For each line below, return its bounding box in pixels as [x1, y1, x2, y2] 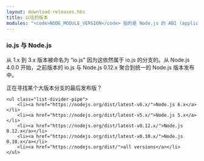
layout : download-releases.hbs [6, 8, 86, 15]
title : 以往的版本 [6, 15, 49, 21]
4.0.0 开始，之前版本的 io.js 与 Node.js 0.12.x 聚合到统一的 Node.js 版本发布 [6, 64, 195, 71]
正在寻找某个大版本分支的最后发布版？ [6, 84, 102, 91]
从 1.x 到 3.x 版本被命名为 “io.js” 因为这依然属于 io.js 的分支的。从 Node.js [6, 56, 190, 64]
